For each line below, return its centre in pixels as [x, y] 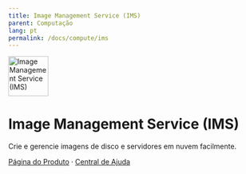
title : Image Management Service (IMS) [75, 16]
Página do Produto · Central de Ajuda [69, 162]
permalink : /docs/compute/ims [59, 38]
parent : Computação [41, 23]
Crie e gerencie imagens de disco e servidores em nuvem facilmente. [123, 146]
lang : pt [23, 30]
